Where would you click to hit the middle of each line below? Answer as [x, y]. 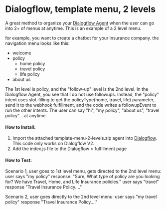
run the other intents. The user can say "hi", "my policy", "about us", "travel [82, 110]
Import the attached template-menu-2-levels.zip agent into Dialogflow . [84, 138]
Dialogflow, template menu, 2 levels [81, 9]
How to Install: [20, 127]
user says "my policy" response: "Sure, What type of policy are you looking [83, 177]
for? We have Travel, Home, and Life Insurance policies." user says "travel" [82, 182]
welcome [22, 53]
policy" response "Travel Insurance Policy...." [51, 202]
